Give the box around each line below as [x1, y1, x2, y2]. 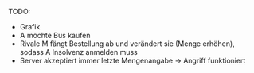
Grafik [19, 22, 41, 31]
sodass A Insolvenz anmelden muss [19, 48, 138, 56]
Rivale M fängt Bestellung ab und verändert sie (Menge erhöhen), [19, 39, 235, 48]
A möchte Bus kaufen [19, 31, 91, 40]
